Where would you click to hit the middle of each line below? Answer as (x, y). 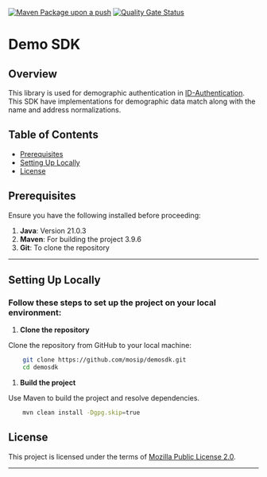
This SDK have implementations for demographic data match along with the (132, 101)
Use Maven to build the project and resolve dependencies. (104, 398)
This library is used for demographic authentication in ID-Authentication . (126, 93)
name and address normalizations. (65, 110)
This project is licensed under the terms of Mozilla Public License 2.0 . (122, 456)
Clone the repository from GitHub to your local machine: (100, 346)
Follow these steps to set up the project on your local (112, 303)
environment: (35, 312)
